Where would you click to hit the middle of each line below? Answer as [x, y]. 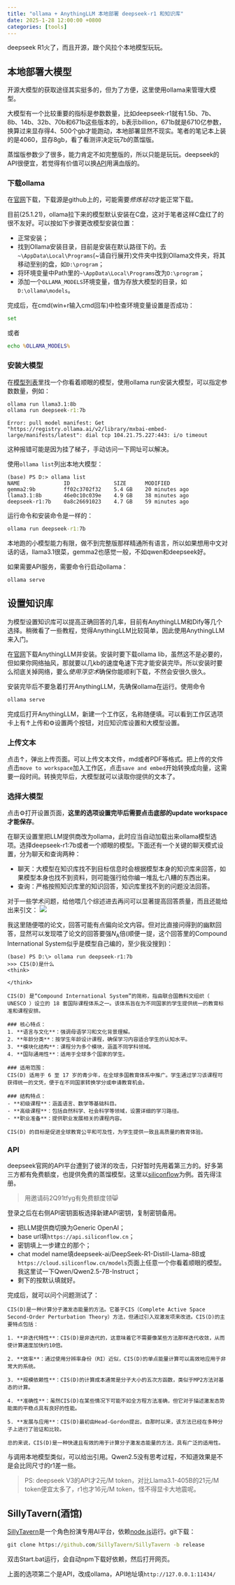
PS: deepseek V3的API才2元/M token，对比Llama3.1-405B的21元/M [121, 1481]
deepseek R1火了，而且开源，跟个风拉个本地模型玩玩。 [87, 48]
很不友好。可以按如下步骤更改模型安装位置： [72, 223]
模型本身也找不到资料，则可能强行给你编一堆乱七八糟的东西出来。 [119, 878]
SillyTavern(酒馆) [45, 1513]
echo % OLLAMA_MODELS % [39, 346]
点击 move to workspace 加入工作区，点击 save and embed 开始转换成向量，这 [114, 768]
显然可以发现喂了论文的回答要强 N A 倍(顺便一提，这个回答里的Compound [123, 934]
